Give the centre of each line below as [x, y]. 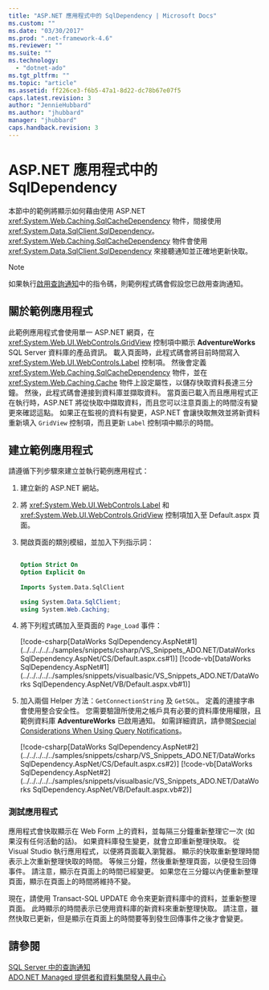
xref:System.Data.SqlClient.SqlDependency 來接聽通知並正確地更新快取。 [130, 251]
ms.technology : [34, 61]
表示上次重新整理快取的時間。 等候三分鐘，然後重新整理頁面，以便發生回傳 [132, 861]
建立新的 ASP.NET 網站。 [61, 488]
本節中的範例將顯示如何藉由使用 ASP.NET [77, 210]
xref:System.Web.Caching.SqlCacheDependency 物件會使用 [108, 241]
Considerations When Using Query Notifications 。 [103, 731]
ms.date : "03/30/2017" [46, 31]
